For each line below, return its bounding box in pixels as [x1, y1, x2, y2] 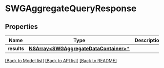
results [7, 45, 24, 52]
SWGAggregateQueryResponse [5, 3, 137, 14]
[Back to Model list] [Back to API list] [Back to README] [5, 58, 117, 64]
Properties [5, 23, 38, 31]
